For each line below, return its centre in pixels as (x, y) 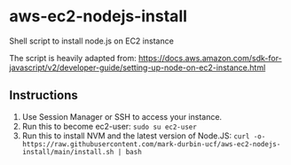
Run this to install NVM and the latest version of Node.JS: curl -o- (144, 136)
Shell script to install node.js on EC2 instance (92, 41)
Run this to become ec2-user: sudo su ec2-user (109, 126)
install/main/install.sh (68, 152)
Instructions (43, 95)
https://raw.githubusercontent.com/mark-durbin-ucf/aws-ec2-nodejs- (151, 144)
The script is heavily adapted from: (73, 58)
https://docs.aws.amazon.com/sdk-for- (210, 58)
